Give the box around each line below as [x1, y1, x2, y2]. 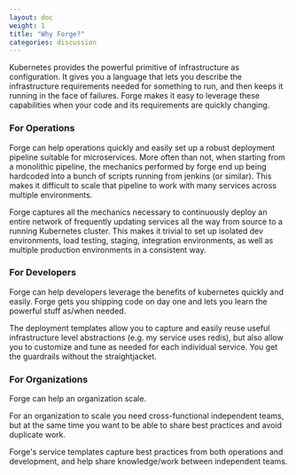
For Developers [9, 266, 77, 279]
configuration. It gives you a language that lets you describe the [9, 72, 242, 83]
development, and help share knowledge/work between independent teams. [9, 456, 288, 467]
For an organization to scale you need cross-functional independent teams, [9, 410, 284, 422]
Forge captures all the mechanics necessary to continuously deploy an [9, 206, 268, 218]
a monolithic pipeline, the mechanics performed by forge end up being [9, 161, 268, 171]
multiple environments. [9, 189, 93, 200]
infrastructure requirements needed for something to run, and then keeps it [9, 81, 284, 91]
